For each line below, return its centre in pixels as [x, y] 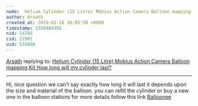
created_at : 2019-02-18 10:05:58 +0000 [55, 22]
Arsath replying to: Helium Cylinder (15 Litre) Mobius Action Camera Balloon [98, 61]
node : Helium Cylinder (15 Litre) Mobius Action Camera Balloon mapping [99, 11]
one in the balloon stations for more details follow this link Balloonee [89, 97]
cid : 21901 [19, 39]
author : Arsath [25, 17]
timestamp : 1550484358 [34, 28]
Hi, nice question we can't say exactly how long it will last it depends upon [96, 84]
